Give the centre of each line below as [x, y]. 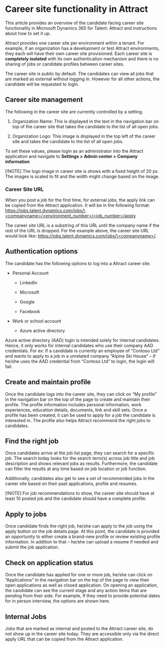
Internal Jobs [26, 617]
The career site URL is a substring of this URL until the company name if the [82, 225]
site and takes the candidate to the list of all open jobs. [68, 141]
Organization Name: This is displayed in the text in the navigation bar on [85, 121]
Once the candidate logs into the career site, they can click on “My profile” [81, 394]
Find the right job [32, 441]
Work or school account [37, 321]
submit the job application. [32, 547]
